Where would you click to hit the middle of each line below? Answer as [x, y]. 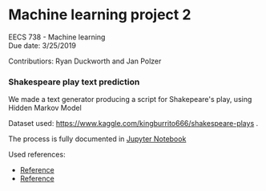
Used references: [37, 155]
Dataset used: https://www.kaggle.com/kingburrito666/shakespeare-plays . [133, 124]
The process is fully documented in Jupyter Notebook [97, 139]
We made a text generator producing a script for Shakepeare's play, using [130, 100]
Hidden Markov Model [45, 108]
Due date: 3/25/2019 [42, 45]
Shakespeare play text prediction [74, 82]
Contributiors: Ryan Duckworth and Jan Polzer [85, 61]
